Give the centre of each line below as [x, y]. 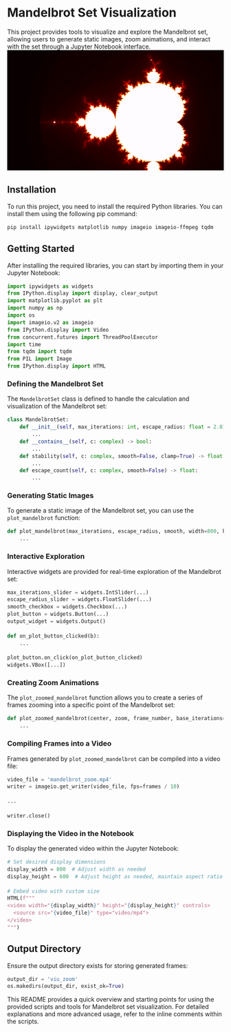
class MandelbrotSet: [38, 420]
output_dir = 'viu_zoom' [43, 979]
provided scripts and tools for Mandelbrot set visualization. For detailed [108, 1007]
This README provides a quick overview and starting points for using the [111, 1000]
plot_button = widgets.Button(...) [58, 614]
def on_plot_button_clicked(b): [53, 636]
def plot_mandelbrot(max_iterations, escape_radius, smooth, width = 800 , [113, 532]
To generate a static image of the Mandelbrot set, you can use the [101, 510]
